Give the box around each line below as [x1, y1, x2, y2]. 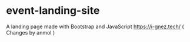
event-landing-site [6, 4, 100, 17]
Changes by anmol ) [6, 29, 55, 36]
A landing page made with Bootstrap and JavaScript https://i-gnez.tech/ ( [6, 23, 184, 30]
